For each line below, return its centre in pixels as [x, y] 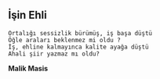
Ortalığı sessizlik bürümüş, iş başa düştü [80, 33]
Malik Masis [28, 68]
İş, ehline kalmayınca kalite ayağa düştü [78, 47]
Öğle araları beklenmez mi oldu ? [65, 40]
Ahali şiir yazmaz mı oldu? [54, 54]
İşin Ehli [27, 15]
